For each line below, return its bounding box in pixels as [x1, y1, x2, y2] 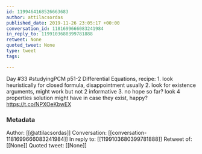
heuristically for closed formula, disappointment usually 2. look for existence [6, 81, 196, 89]
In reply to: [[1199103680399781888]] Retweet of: [69, 135, 192, 143]
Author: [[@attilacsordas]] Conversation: [6, 129, 107, 136]
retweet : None [6, 37, 42, 43]
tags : [6, 53, 20, 59]
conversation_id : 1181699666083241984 [6, 25, 104, 32]
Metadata [6, 115, 35, 123]
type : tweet [6, 48, 36, 54]
